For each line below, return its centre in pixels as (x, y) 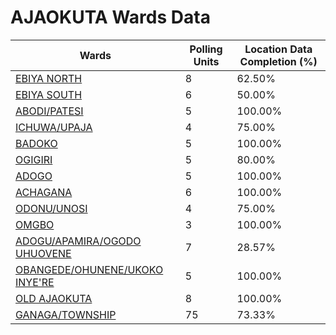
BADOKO (36, 143)
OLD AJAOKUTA (54, 298)
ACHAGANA (44, 192)
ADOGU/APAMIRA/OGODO (78, 241)
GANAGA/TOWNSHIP (66, 314)
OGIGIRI (34, 159)
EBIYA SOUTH (49, 94)
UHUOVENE (43, 253)
